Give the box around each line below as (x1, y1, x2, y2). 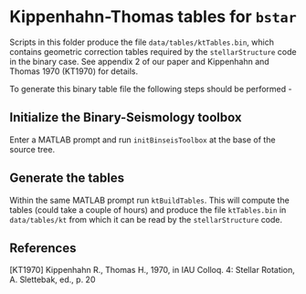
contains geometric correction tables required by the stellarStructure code (9, 46, 297, 57)
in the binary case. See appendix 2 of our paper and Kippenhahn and (9, 56, 269, 67)
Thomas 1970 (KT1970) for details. (9, 66, 139, 77)
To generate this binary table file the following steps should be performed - (9, 83, 292, 94)
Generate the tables (9, 171, 125, 186)
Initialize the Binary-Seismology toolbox (9, 110, 242, 125)
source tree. (9, 143, 56, 154)
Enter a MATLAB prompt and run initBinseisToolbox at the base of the (9, 134, 276, 145)
